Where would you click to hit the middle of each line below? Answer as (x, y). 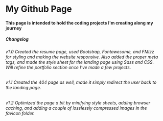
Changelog (17, 39)
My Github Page (39, 9)
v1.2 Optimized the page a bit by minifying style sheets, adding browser (78, 103)
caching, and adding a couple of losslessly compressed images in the (76, 108)
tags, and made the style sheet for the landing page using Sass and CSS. (80, 62)
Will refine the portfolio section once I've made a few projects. (68, 67)
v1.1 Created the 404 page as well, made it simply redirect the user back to (81, 82)
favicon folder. (20, 113)
